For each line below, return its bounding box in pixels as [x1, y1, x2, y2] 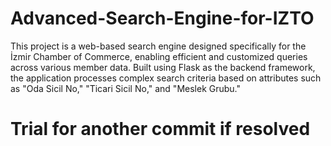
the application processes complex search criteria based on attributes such [10, 72, 322, 84]
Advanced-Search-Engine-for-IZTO [10, 7, 315, 30]
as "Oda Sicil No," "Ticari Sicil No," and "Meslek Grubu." [10, 82, 242, 94]
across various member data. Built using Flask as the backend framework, [10, 61, 316, 73]
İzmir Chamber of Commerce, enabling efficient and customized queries [10, 50, 308, 62]
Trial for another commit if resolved [10, 118, 311, 141]
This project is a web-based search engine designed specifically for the [10, 40, 307, 52]
